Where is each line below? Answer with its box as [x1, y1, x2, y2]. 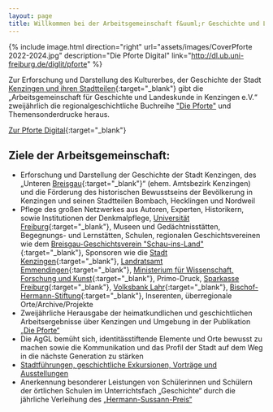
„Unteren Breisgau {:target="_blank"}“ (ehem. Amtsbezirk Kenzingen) [19, 179, 251, 189]
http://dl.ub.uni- [190, 50, 245, 60]
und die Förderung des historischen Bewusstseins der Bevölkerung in [19, 188, 253, 197]
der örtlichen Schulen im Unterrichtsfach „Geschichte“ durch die [19, 386, 236, 396]
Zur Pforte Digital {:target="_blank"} [8, 125, 127, 135]
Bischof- [229, 282, 258, 293]
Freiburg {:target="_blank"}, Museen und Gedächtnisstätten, [19, 222, 221, 232]
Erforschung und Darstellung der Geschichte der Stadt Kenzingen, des [19, 170, 257, 180]
